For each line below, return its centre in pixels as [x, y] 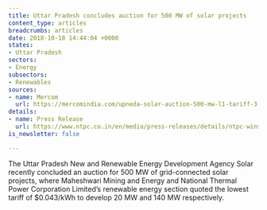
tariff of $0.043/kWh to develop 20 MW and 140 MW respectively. [116, 197]
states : [21, 45]
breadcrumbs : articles [46, 30]
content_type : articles [48, 23]
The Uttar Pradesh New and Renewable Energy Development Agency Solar [131, 163]
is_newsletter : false [44, 134]
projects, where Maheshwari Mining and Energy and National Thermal [122, 181]
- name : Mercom [33, 97]
